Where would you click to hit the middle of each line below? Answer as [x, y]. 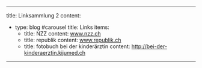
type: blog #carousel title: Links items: [62, 27]
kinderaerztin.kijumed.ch [55, 53]
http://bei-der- [149, 46]
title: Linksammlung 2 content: [44, 15]
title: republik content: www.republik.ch [72, 40]
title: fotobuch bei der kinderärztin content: [77, 46]
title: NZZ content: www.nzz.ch [62, 33]
